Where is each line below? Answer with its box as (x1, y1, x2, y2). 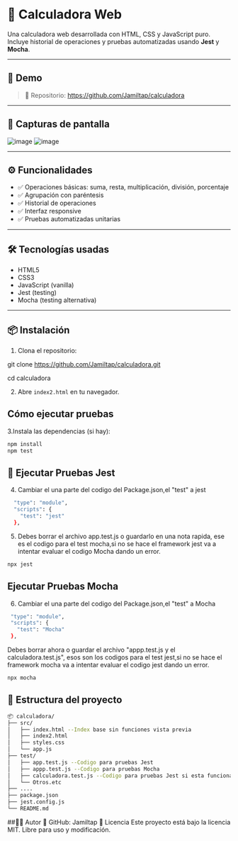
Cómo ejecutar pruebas (7, 408, 114, 420)
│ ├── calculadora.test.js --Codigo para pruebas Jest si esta (7, 772, 204, 779)
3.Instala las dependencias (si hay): (7, 427, 111, 435)
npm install (7, 440, 42, 447)
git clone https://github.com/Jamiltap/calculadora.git (7, 360, 161, 368)
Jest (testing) (17, 289, 57, 297)
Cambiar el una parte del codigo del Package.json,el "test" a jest (17, 486, 206, 494)
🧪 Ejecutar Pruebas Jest (7, 467, 115, 479)
